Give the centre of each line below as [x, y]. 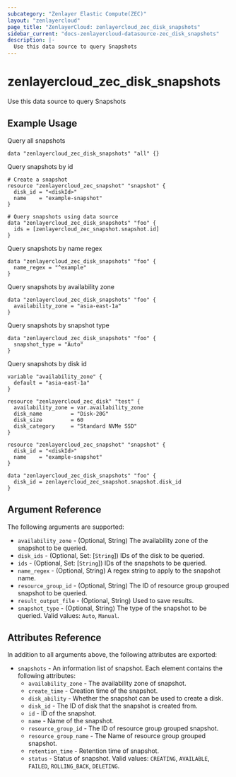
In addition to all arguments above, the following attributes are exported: [112, 655]
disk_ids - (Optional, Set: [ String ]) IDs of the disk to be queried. [111, 555]
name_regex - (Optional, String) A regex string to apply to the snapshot [119, 571]
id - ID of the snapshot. [62, 713]
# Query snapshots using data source [63, 216]
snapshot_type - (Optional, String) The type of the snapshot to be [112, 608]
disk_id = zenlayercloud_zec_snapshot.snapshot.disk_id [98, 481]
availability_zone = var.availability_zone [78, 407]
